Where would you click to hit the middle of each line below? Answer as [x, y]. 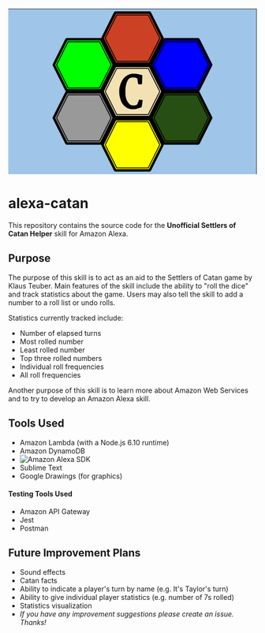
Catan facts [38, 580]
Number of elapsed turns [60, 333]
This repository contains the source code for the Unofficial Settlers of [122, 225]
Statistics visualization [56, 605]
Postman [34, 528]
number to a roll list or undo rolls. [62, 302]
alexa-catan [49, 204]
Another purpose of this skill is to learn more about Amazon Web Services [128, 390]
